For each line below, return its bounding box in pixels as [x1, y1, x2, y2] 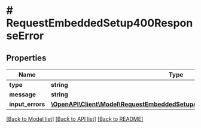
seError [6, 29, 44, 42]
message [9, 90, 36, 99]
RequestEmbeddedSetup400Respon [6, 16, 193, 30]
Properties [6, 53, 47, 63]
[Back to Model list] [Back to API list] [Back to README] [6, 115, 144, 123]
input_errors [9, 100, 45, 108]
